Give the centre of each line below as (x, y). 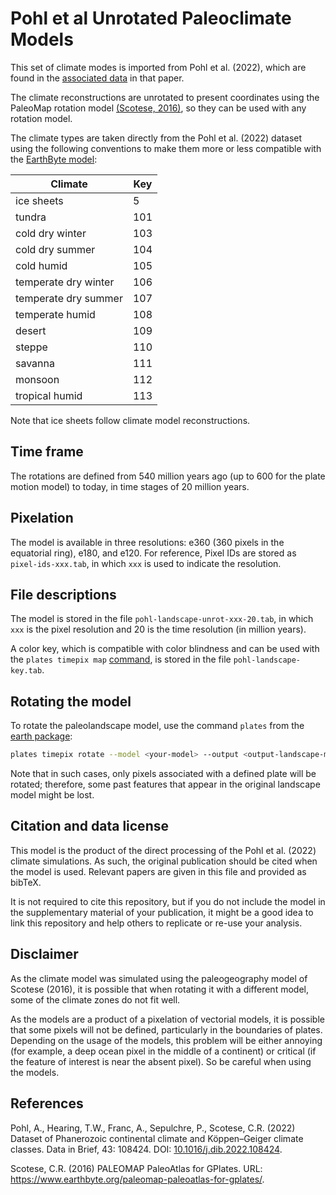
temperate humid (55, 314)
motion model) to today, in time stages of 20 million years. (130, 486)
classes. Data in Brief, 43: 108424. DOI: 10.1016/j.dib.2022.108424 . (146, 1149)
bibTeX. (26, 882)
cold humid (41, 265)
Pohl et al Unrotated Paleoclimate (151, 18)
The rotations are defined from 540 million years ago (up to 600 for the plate (168, 476)
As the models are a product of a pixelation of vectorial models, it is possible (167, 1019)
